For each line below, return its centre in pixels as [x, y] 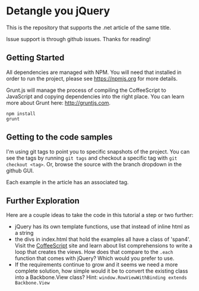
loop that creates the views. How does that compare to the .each [94, 252]
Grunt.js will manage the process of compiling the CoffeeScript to [86, 90]
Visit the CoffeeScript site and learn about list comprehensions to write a [104, 246]
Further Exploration [43, 201]
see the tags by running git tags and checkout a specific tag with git [92, 158]
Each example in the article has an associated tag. [67, 182]
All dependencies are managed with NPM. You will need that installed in [94, 72]
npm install [21, 114]
